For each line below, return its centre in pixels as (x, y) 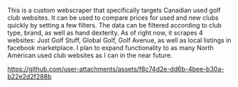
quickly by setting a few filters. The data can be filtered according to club (115, 25)
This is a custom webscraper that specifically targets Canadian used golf (114, 10)
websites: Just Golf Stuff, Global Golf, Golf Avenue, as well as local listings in (119, 40)
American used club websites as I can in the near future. (90, 55)
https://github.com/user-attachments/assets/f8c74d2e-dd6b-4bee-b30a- (116, 69)
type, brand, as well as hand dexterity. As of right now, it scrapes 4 (106, 33)
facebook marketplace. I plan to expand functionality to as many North (110, 48)
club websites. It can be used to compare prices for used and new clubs (113, 18)
